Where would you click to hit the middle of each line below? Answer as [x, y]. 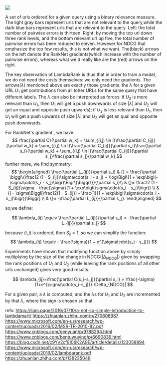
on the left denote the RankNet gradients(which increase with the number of [83, 54]
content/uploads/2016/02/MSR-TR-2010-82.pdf [54, 327]
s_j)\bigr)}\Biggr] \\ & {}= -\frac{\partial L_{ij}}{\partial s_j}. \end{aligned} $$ [84, 198]
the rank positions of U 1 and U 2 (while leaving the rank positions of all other [83, 264]
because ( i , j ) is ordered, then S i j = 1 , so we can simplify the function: [76, 233]
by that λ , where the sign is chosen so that [49, 301]
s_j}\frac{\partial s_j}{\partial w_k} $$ [84, 156]
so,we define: [19, 208]
